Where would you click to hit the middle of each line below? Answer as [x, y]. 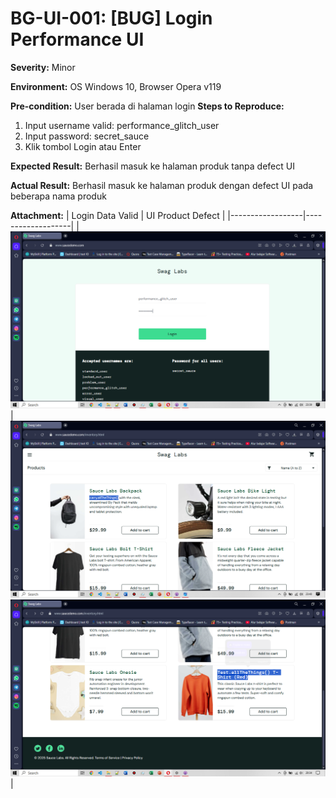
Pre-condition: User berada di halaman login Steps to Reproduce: [147, 106]
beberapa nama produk [58, 196]
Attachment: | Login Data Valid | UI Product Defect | [118, 215]
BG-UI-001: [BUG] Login [111, 18]
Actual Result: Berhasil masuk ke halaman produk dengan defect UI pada [162, 185]
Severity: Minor [43, 67]
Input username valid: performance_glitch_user [122, 125]
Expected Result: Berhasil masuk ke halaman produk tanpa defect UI [152, 166]
